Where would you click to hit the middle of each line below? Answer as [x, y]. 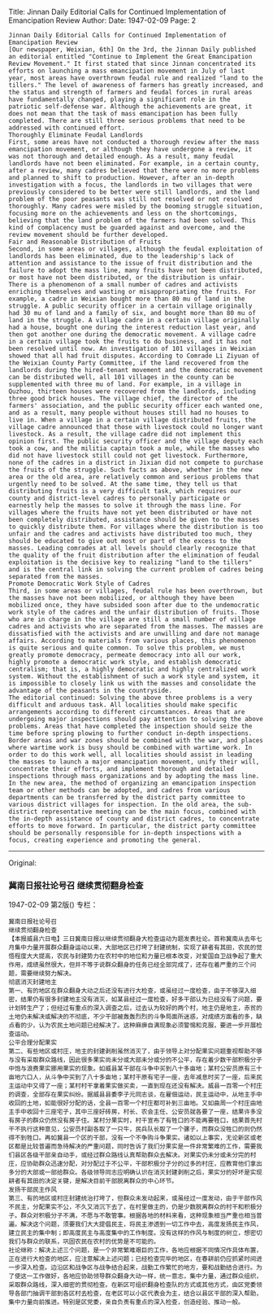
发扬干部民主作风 [33, 1190]
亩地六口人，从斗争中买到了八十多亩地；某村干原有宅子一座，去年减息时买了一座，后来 [132, 1078]
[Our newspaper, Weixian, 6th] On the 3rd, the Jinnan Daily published [132, 50]
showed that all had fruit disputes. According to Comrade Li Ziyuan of [134, 356]
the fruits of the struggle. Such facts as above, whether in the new [130, 470]
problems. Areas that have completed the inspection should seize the [130, 726]
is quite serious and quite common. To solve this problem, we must [127, 648]
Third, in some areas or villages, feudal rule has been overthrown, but [136, 591]
